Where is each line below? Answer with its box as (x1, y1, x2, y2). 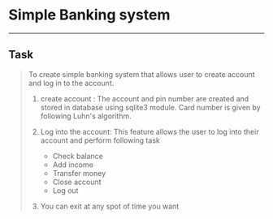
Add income (52, 160, 93, 170)
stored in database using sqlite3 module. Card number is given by (40, 102, 262, 112)
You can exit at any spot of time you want (40, 201, 180, 211)
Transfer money (52, 168, 106, 178)
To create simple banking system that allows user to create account (28, 69, 255, 79)
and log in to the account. (28, 78, 115, 88)
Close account (52, 177, 102, 187)
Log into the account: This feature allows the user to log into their (40, 127, 259, 136)
